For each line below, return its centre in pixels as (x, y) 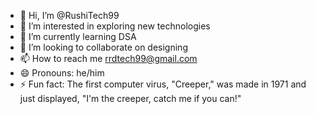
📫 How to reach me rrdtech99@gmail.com (108, 58)
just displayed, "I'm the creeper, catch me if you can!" (130, 98)
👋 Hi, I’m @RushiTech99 (69, 15)
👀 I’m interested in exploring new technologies (115, 26)
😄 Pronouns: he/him (62, 73)
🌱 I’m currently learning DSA (78, 36)
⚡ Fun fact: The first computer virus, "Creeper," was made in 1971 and (163, 84)
